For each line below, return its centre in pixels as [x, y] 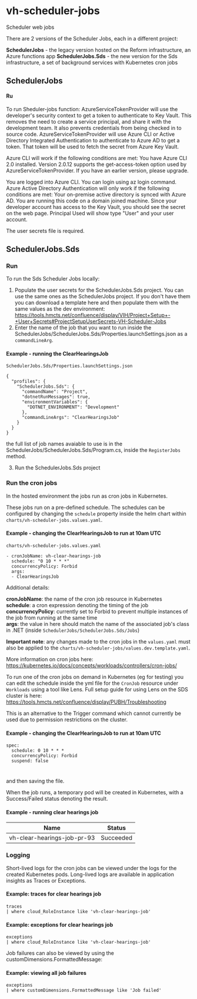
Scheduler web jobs [30, 27]
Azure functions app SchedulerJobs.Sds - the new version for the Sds [92, 56]
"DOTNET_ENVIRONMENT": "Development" [73, 407]
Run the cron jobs [32, 483]
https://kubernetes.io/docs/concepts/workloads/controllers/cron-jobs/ [92, 665]
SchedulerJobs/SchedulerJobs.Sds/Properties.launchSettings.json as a [101, 334]
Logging [18, 855]
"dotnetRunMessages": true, [56, 397]
